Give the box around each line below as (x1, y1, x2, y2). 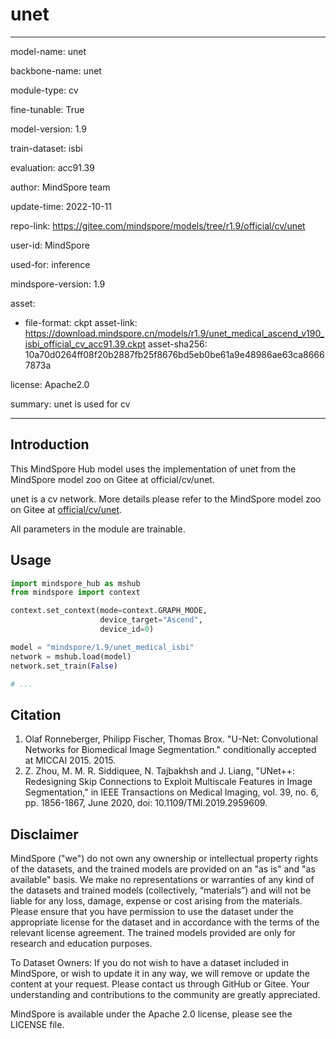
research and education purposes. (10, 938, 153, 950)
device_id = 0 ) (99, 624, 155, 635)
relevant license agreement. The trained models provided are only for (10, 927, 296, 939)
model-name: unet (10, 45, 87, 57)
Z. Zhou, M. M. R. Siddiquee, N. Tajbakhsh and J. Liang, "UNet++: (24, 765, 296, 777)
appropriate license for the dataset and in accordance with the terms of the (10, 916, 320, 928)
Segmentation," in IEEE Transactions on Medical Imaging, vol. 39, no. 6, (24, 786, 319, 798)
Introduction (10, 436, 90, 453)
